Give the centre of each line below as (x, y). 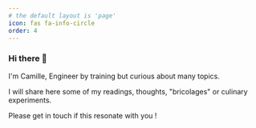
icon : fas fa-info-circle (51, 23)
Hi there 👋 (28, 58)
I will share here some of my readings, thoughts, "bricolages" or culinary (128, 91)
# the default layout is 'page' (62, 16)
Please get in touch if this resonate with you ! (83, 115)
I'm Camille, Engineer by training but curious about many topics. (114, 76)
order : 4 (23, 30)
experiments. (30, 100)
